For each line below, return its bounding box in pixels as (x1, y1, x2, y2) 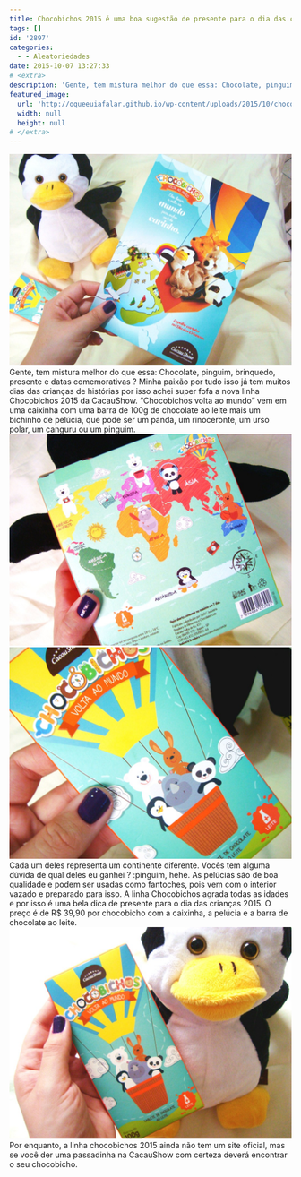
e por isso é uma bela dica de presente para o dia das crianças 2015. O (9, 898, 271, 909)
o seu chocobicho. (9, 1159, 78, 1170)
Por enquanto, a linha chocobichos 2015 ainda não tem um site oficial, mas (9, 1140, 286, 1151)
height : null (17, 118, 66, 127)
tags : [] (9, 23, 42, 33)
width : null (17, 108, 63, 118)
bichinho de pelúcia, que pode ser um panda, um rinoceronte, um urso (9, 415, 271, 425)
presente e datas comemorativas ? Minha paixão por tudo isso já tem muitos (9, 376, 291, 387)
